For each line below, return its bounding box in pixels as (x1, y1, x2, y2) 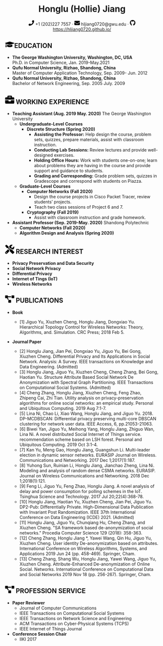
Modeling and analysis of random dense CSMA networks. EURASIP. (19, 468, 156, 474)
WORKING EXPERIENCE (15, 98, 89, 106)
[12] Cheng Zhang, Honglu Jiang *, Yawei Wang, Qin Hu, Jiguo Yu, (19, 535, 152, 541)
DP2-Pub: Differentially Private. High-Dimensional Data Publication (19, 504, 154, 510)
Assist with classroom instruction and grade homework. (34, 215, 146, 220)
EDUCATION (14, 42, 53, 50)
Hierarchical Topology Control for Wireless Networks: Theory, (19, 324, 144, 330)
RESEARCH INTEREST (15, 247, 84, 256)
